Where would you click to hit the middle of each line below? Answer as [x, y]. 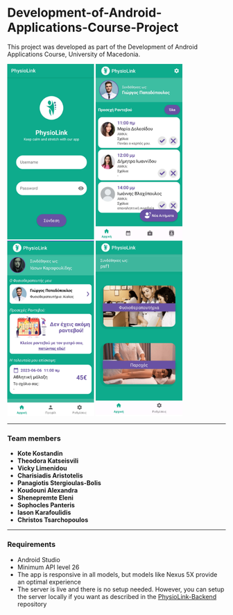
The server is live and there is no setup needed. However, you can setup [121, 589]
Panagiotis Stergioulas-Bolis [59, 483]
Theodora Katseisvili [48, 461]
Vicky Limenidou [42, 468]
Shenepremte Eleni [45, 498]
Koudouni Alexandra [48, 491]
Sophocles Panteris [46, 505]
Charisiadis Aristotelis [50, 476]
